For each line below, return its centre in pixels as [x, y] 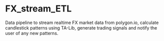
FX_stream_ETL [38, 9]
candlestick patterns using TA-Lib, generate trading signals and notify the [81, 27]
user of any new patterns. [32, 33]
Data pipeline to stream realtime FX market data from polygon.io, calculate [82, 22]
